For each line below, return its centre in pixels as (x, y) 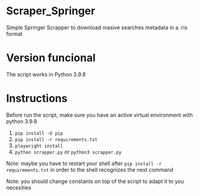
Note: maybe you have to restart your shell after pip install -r (84, 163)
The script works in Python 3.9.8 (46, 74)
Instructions (37, 99)
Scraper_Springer (51, 11)
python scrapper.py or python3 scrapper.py (68, 152)
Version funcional (51, 58)
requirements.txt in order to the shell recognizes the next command (90, 169)
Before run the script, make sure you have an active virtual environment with (99, 115)
